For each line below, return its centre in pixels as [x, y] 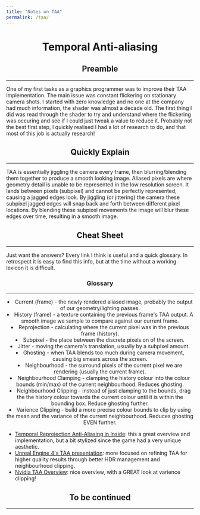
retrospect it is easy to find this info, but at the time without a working [91, 262]
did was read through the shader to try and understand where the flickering [99, 114]
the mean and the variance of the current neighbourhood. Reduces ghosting [100, 416]
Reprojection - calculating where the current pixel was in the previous [104, 327]
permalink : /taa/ [28, 17]
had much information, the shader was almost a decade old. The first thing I [99, 108]
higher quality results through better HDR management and [87, 459]
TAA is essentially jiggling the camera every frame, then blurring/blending [96, 172]
